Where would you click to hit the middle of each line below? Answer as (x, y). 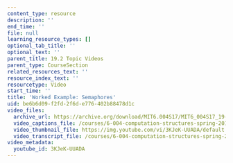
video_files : (26, 110)
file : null (23, 33)
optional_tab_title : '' (42, 46)
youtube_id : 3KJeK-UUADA (49, 149)
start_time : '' (29, 91)
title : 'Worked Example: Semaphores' (62, 98)
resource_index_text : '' (43, 78)
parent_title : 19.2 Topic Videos (55, 59)
